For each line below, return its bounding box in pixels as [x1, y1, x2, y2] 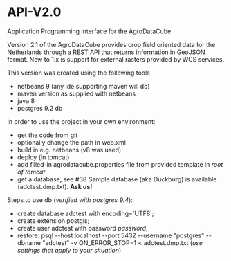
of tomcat [17, 168, 46, 176]
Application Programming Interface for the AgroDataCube [7, 27, 172, 35]
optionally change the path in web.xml [17, 138, 127, 146]
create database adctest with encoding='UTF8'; [17, 209, 154, 217]
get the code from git [17, 131, 78, 139]
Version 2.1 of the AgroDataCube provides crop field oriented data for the [7, 40, 216, 48]
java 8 [17, 96, 35, 105]
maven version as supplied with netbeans [17, 89, 136, 98]
